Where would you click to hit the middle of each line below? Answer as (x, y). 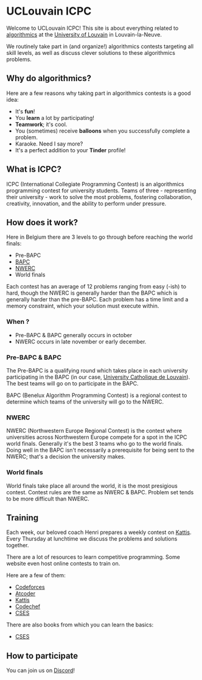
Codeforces (30, 587)
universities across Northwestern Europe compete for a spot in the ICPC (97, 437)
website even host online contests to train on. (63, 564)
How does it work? (42, 223)
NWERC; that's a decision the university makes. (66, 457)
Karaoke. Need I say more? (49, 144)
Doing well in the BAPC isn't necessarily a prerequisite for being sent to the (100, 450)
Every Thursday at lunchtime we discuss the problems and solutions (92, 539)
